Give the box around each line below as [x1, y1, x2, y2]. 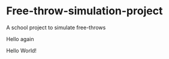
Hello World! [6, 46, 37, 54]
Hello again [6, 35, 34, 42]
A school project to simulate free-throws [6, 24, 106, 31]
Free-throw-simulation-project [6, 4, 163, 18]
